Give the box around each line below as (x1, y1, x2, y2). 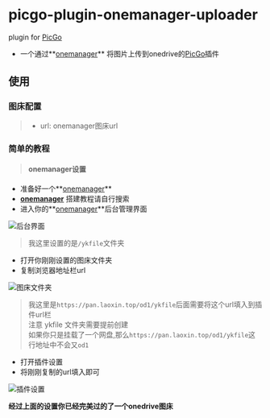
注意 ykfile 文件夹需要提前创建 (27, 320, 129, 329)
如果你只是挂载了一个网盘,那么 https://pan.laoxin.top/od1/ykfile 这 (27, 329, 256, 339)
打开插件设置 (19, 357, 63, 366)
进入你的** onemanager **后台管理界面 (19, 204, 147, 213)
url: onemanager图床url (39, 121, 118, 130)
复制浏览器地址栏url (19, 265, 86, 275)
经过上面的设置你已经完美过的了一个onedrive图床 (8, 401, 173, 411)
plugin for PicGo (8, 32, 62, 42)
